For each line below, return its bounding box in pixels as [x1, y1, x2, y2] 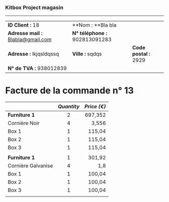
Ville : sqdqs [72, 51, 102, 58]
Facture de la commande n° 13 [5, 85, 134, 96]
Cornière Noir [8, 120, 40, 127]
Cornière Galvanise [8, 162, 53, 169]
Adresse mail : [8, 30, 43, 37]
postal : [132, 51, 150, 58]
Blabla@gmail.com [8, 36, 52, 43]
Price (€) [84, 103, 106, 110]
